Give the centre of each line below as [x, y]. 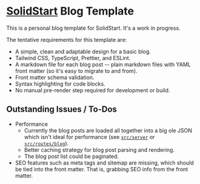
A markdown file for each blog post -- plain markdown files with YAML [103, 64]
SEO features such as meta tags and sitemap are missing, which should [104, 163]
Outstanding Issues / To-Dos [62, 110]
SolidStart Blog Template [70, 11]
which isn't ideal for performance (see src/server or [89, 137]
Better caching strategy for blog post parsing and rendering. [99, 149]
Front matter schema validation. [55, 77]
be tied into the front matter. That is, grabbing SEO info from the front [102, 169]
